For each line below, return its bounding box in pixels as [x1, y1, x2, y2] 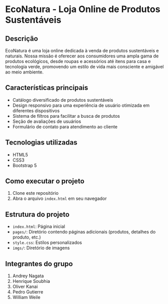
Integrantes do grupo [5, 259, 73, 268]
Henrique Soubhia [12, 278, 50, 284]
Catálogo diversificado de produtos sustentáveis [12, 97, 113, 103]
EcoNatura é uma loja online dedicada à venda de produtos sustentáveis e [5, 48, 159, 53]
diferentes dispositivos [12, 107, 60, 114]
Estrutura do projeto [5, 210, 69, 218]
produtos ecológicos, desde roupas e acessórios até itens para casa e [5, 58, 151, 64]
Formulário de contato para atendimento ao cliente [12, 123, 118, 129]
